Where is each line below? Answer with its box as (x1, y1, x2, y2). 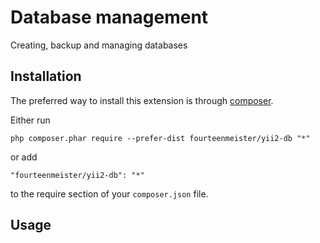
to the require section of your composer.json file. (10, 187, 209, 200)
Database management (10, 6, 209, 29)
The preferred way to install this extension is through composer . (10, 94, 274, 106)
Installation (10, 68, 82, 85)
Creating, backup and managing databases (10, 39, 188, 51)
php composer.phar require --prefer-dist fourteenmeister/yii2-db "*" (10, 133, 311, 143)
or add (10, 151, 38, 163)
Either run (10, 114, 51, 126)
